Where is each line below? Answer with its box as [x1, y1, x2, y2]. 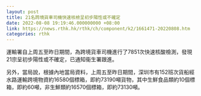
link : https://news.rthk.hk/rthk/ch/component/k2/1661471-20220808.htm [6, 25, 190, 32]
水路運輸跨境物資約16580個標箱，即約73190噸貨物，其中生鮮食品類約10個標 [6, 76, 196, 83]
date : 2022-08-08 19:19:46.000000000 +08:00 [6, 20, 120, 26]
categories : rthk [6, 31, 50, 37]
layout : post [6, 8, 39, 15]
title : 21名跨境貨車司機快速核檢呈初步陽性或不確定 [6, 14, 121, 20]
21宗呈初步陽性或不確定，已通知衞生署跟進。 [6, 56, 118, 63]
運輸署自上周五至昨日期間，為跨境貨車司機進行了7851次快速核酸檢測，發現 [6, 49, 193, 56]
